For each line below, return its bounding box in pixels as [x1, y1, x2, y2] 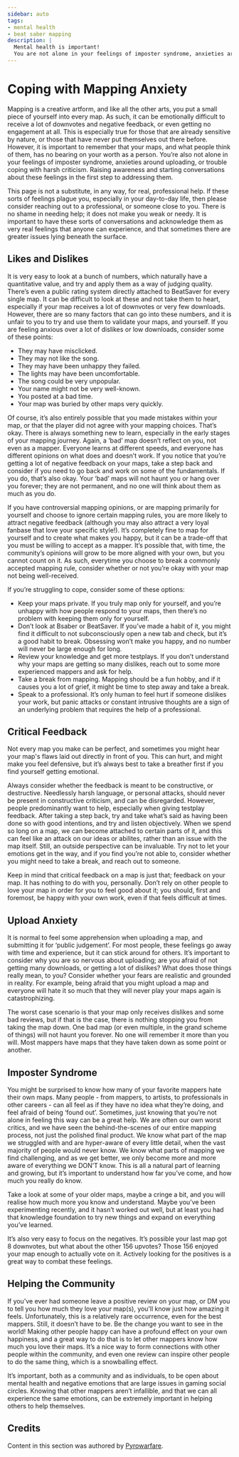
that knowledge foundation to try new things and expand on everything [7, 1213, 216, 1221]
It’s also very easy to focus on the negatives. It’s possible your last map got [7, 1234, 228, 1243]
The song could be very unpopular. [17, 376, 121, 385]
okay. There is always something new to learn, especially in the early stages [7, 428, 230, 437]
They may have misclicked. [17, 346, 98, 355]
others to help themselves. [7, 1401, 85, 1410]
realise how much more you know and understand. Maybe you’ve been [7, 1198, 216, 1206]
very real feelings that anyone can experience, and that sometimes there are [7, 224, 231, 233]
